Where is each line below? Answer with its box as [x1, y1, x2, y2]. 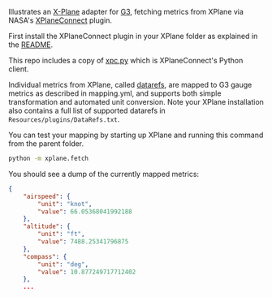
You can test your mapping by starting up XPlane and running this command [8, 130, 264, 140]
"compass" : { [23, 252, 67, 260]
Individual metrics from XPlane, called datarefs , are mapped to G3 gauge [8, 80, 253, 89]
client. [8, 64, 29, 74]
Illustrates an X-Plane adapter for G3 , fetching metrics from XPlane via [8, 7, 244, 16]
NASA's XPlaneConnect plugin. [8, 15, 112, 25]
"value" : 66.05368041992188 [37, 207, 132, 216]
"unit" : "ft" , [37, 230, 85, 239]
